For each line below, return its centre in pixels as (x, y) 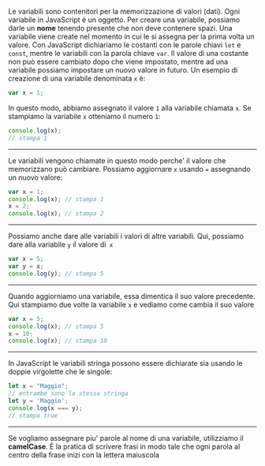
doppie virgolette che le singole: (60, 372)
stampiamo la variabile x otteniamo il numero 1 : (84, 116)
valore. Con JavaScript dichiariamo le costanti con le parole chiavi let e (125, 45)
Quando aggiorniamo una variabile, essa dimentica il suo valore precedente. (132, 296)
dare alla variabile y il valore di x (61, 244)
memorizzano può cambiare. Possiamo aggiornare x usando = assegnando (129, 169)
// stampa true (33, 416)
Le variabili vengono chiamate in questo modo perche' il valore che (117, 160)
